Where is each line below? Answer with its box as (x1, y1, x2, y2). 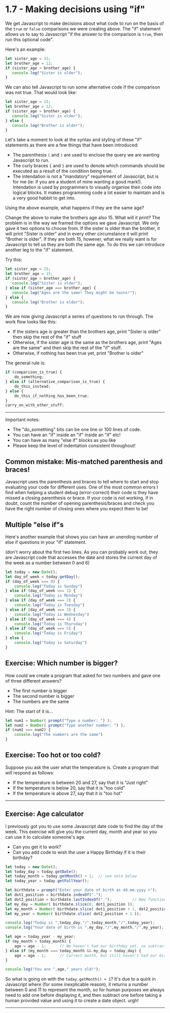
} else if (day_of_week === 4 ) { (5, 617, 76, 622)
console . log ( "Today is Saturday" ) (14, 640, 87, 646)
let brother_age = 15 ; (5, 271, 53, 277)
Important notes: (5, 417, 40, 423)
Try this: (5, 257, 23, 263)
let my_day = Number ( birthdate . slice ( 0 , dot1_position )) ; (5, 902, 135, 907)
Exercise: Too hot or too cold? (5, 751, 101, 760)
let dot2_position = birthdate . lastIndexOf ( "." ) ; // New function (5, 897, 166, 902)
